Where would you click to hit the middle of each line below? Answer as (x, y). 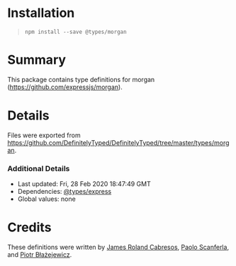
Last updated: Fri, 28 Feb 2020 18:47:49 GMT (84, 184)
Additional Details (39, 168)
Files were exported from (44, 135)
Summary (36, 60)
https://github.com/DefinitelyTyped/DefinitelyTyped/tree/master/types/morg (118, 142)
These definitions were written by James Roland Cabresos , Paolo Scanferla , (118, 247)
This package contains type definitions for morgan (81, 79)
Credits (29, 227)
